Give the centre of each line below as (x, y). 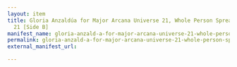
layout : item (26, 14)
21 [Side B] (31, 27)
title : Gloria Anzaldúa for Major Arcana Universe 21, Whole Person (110, 20)
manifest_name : (30, 33)
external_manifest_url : (42, 47)
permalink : (23, 40)
